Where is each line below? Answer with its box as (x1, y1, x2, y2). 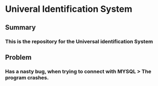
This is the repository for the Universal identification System (5, 38, 153, 45)
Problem (5, 53, 32, 61)
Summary (5, 23, 36, 32)
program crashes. (5, 74, 49, 81)
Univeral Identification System (5, 3, 132, 15)
